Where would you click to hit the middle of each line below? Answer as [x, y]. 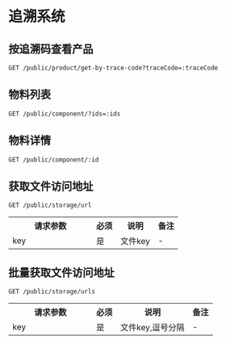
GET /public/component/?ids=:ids [65, 114]
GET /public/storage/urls [52, 292]
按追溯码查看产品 [51, 49]
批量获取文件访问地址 [61, 273]
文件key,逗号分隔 [153, 328]
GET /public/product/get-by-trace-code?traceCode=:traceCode [113, 68]
